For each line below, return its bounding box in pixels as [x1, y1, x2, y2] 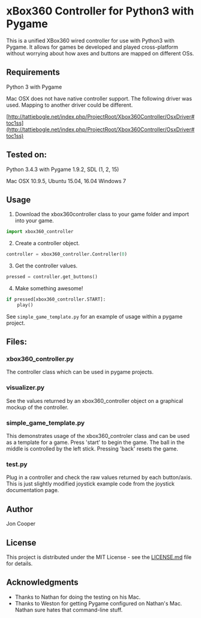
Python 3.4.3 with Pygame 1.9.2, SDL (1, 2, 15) [6, 166, 119, 173]
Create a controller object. [14, 240, 80, 247]
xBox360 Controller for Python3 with [6, 4, 194, 18]
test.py [6, 460, 28, 468]
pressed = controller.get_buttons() [6, 274, 98, 280]
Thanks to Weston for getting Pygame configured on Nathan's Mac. [14, 599, 182, 607]
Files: [6, 337, 27, 347]
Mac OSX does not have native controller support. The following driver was [6, 95, 192, 102]
